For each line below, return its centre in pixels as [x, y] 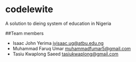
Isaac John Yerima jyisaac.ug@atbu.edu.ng [58, 43]
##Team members [25, 33]
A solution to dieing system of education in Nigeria [58, 23]
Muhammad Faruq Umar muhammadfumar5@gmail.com [72, 48]
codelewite [29, 9]
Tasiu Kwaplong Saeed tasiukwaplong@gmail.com [65, 54]
